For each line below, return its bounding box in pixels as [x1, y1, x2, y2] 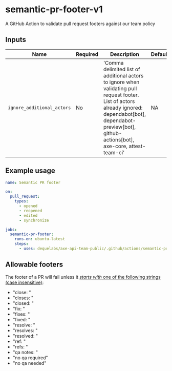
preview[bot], [103, 123, 136, 130]
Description [110, 50, 139, 57]
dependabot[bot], [103, 110, 146, 117]
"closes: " [12, 295, 34, 301]
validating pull [103, 85, 137, 92]
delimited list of [103, 66, 140, 73]
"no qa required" [12, 355, 49, 361]
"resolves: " [12, 327, 38, 334]
